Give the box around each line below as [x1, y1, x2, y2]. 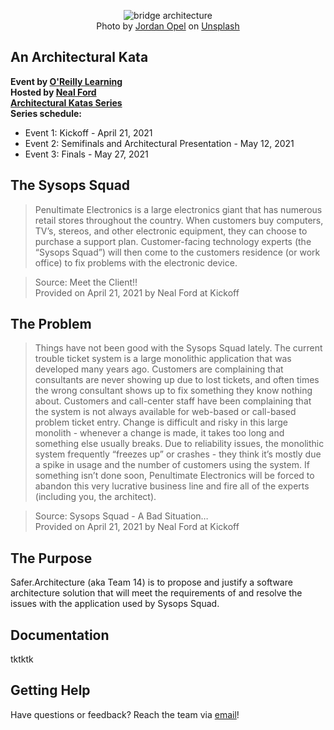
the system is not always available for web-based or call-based [34, 406, 297, 418]
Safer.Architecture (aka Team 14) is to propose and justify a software [10, 576, 293, 589]
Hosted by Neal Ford [10, 86, 97, 98]
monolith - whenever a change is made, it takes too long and [34, 427, 285, 439]
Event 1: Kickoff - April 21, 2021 [24, 126, 153, 139]
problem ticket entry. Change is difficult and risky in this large [34, 416, 289, 429]
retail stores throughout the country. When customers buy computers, [34, 214, 324, 226]
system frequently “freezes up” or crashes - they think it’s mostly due [34, 448, 322, 460]
